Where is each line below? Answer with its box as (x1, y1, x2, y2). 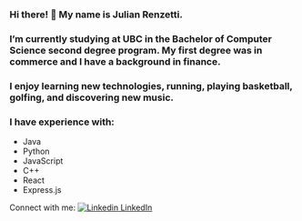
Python (22, 146, 50, 157)
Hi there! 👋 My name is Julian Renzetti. (9, 8, 184, 21)
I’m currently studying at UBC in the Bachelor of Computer (9, 32, 273, 45)
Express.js (22, 185, 62, 196)
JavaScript (22, 156, 64, 166)
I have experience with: (9, 116, 116, 128)
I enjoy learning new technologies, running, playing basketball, (9, 79, 293, 92)
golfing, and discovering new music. (9, 91, 175, 104)
